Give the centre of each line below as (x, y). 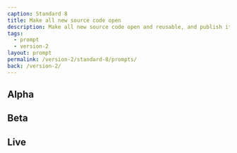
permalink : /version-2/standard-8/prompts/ (72, 60)
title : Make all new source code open (64, 20)
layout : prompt (30, 53)
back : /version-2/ (34, 66)
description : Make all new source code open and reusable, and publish (115, 27)
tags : (15, 33)
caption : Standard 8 (38, 14)
